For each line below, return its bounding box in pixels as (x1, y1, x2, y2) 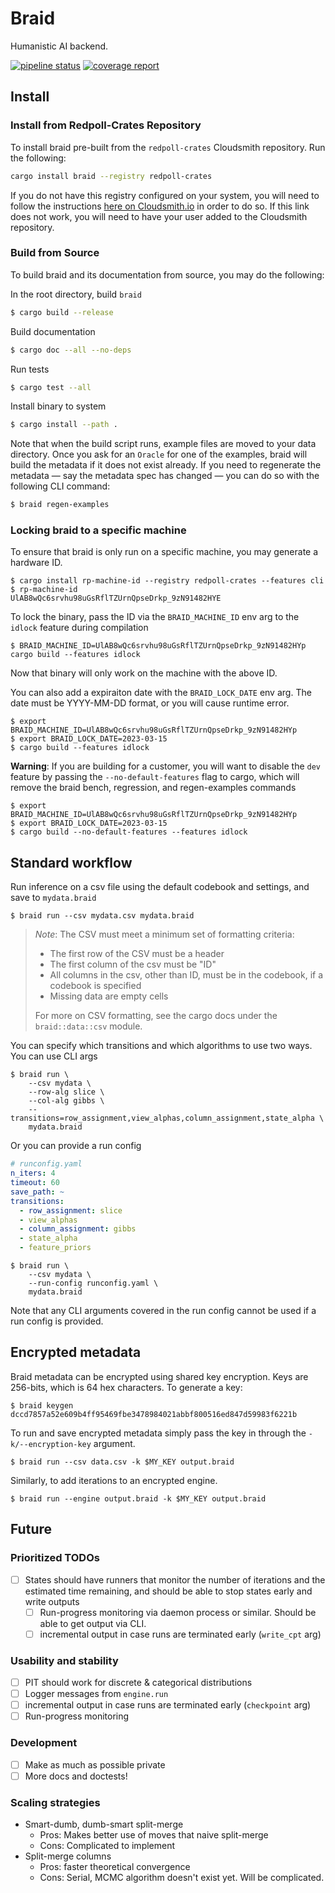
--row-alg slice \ (28, 1087, 105, 1097)
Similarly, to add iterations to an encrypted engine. (10, 1474, 218, 1486)
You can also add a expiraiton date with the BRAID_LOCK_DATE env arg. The (10, 687, 312, 699)
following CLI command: (10, 480, 111, 492)
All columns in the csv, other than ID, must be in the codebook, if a (49, 969, 324, 981)
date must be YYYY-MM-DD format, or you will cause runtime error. (10, 697, 290, 709)
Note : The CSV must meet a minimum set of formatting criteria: (34, 928, 295, 941)
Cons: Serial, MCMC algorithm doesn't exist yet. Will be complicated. (39, 1871, 325, 1883)
